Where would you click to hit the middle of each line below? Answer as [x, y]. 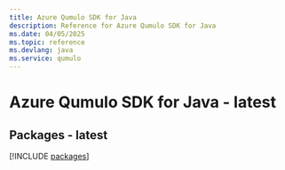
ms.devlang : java [41, 50]
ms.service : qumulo [45, 58]
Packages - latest [59, 135]
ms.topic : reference [47, 42]
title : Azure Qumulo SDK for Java [73, 17]
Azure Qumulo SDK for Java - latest [143, 102]
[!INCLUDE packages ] [49, 156]
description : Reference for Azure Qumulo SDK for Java [113, 26]
